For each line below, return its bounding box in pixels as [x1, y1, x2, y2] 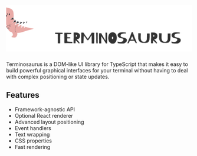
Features [6, 90, 40, 100]
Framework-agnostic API [14, 105, 75, 113]
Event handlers [14, 124, 51, 131]
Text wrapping [14, 131, 50, 138]
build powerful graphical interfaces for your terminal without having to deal [6, 67, 188, 74]
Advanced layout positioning [14, 118, 84, 125]
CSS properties [14, 137, 52, 144]
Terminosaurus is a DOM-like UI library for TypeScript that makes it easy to [6, 61, 189, 68]
